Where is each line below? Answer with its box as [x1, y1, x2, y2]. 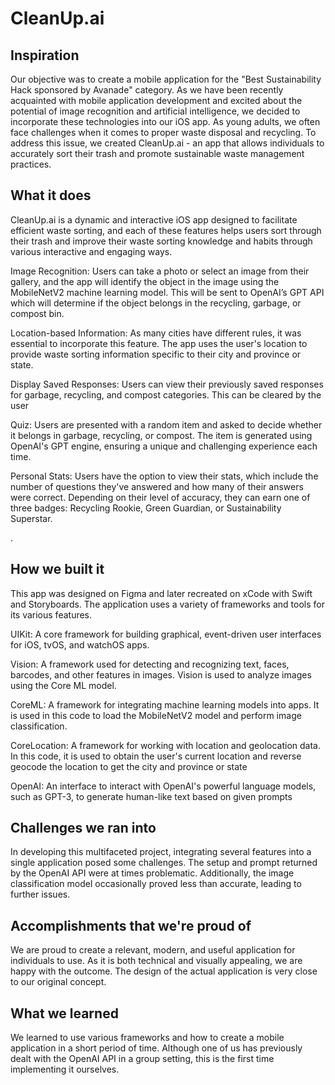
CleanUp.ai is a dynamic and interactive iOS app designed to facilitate [10, 213, 298, 226]
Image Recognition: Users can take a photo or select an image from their [10, 265, 310, 277]
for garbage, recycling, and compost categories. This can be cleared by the [10, 388, 322, 401]
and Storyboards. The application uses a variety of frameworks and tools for [10, 598, 325, 610]
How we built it [10, 561, 105, 578]
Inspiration [10, 47, 80, 64]
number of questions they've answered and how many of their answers [10, 480, 304, 492]
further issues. [10, 888, 71, 901]
